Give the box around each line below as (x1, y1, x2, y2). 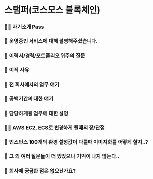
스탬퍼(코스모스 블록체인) (4, 4, 101, 16)
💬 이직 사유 (4, 66, 29, 73)
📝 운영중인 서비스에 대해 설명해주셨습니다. (4, 38, 98, 45)
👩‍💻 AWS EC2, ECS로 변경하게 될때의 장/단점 (4, 124, 105, 131)
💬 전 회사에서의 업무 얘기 (4, 81, 60, 88)
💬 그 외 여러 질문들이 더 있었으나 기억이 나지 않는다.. (4, 153, 120, 160)
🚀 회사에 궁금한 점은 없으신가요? (4, 168, 76, 175)
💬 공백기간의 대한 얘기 (4, 95, 54, 102)
